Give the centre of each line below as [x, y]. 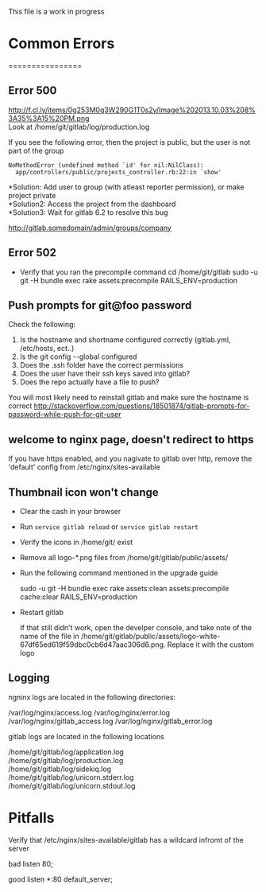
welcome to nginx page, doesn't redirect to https [131, 440]
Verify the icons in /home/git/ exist [76, 542]
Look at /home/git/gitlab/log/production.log [79, 127]
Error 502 [33, 253]
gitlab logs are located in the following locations [87, 736]
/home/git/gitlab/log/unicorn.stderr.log [71, 777]
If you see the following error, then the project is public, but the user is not [129, 142]
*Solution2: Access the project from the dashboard [92, 204]
